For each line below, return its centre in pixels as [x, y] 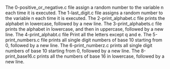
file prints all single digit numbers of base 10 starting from [102, 40]
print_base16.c [20, 56]
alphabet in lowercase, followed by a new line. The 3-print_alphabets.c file [84, 24]
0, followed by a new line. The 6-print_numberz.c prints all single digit [79, 45]
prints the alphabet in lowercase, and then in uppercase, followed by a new [84, 29]
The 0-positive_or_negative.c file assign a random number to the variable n [84, 7]
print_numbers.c [23, 40]
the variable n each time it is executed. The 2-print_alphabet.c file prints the [85, 18]
